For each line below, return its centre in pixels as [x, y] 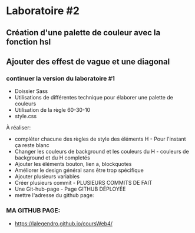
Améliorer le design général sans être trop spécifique [79, 170]
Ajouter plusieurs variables [47, 177]
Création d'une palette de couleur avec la [83, 33]
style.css [26, 116]
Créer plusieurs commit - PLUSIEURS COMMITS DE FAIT [83, 183]
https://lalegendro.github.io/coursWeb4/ [64, 223]
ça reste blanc [32, 145]
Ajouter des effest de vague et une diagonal [88, 61]
